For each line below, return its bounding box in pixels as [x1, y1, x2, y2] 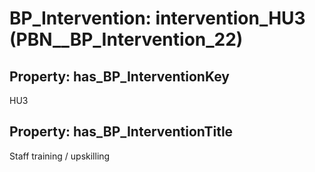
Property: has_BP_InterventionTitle [9, 123, 234, 141]
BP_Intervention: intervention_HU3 [9, 7, 306, 30]
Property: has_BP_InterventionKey [9, 68, 230, 85]
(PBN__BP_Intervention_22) [9, 28, 244, 51]
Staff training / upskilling [9, 150, 111, 162]
